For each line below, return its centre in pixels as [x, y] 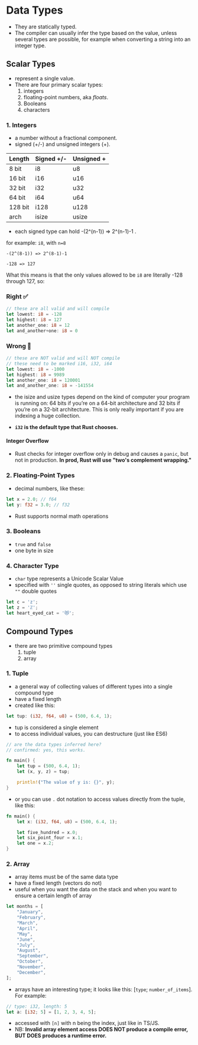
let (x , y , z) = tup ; [43, 772]
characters [37, 109]
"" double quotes [36, 591]
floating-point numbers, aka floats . [66, 97]
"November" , [31, 967]
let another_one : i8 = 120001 [43, 380]
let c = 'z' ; [22, 602]
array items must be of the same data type [66, 877]
